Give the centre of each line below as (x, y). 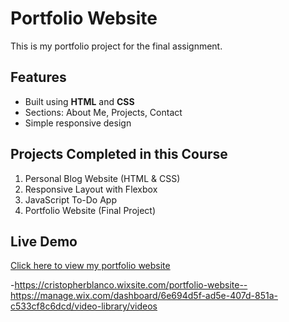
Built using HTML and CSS (79, 101)
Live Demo (44, 241)
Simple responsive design (78, 123)
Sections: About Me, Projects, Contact (103, 112)
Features (38, 77)
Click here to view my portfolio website (90, 266)
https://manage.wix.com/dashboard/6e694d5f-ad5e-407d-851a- (144, 296)
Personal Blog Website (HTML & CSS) (102, 178)
